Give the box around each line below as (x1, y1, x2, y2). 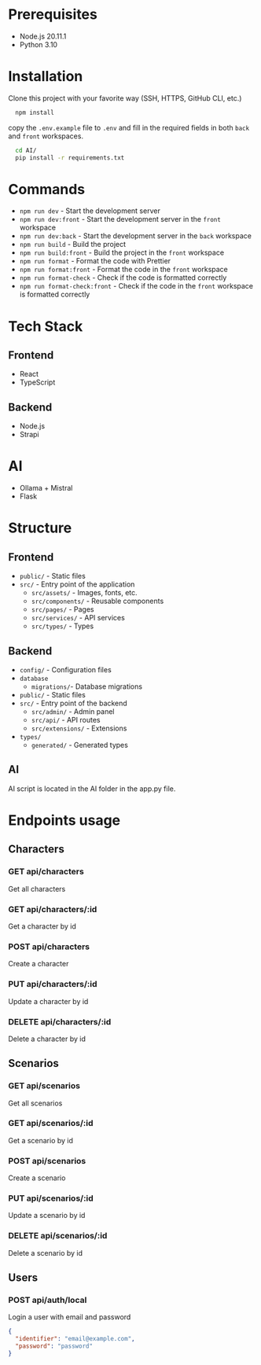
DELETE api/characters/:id (8, 1016, 112, 1027)
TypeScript (19, 377, 56, 387)
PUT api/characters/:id (8, 979, 97, 990)
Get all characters (8, 884, 66, 893)
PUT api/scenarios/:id (8, 1193, 94, 1204)
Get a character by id (8, 922, 77, 931)
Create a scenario (8, 1173, 66, 1183)
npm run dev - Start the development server (19, 206, 161, 215)
